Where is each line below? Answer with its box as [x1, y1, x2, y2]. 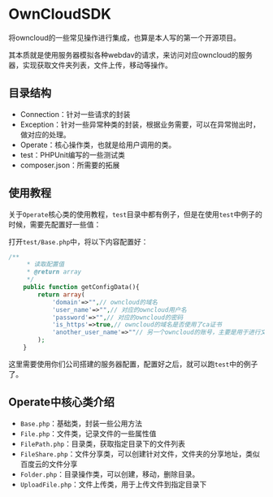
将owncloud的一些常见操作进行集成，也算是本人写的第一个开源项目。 [8, 32, 241, 42]
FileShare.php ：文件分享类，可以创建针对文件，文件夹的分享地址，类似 [19, 448, 260, 459]
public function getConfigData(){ [23, 283, 140, 292]
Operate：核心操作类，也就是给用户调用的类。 [19, 140, 176, 149]
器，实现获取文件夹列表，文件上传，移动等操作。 [8, 60, 172, 70]
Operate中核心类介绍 [8, 395, 115, 409]
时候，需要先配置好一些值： [8, 219, 102, 229]
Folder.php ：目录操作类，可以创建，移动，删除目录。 [19, 469, 200, 479]
